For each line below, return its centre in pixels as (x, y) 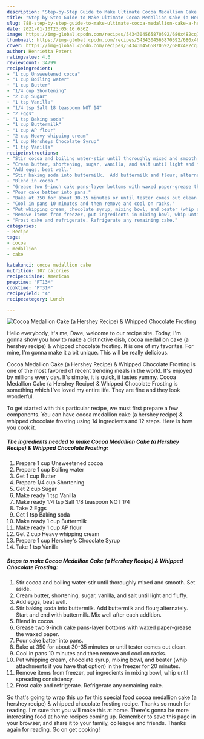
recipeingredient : (30, 68)
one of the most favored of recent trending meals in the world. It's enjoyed (100, 371)
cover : (15, 46)
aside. (23, 589)
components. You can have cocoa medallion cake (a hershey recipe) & (95, 415)
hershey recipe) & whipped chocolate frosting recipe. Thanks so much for (99, 704)
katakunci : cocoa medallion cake (49, 265)
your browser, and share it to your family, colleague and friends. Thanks (97, 723)
